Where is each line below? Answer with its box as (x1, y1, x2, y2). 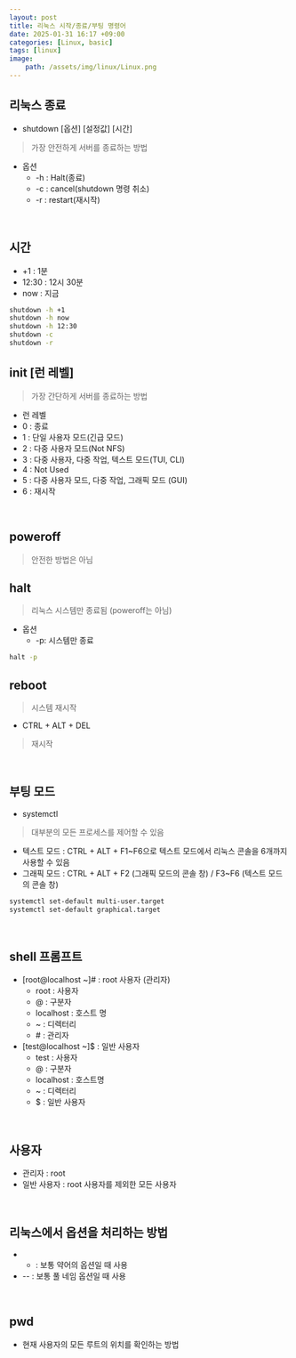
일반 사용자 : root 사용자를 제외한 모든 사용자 (21, 1179, 177, 1190)
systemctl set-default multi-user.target (9, 896, 165, 906)
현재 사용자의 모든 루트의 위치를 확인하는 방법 (21, 1338, 180, 1349)
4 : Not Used (21, 464, 69, 474)
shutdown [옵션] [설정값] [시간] (21, 123, 133, 133)
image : (9, 54, 34, 63)
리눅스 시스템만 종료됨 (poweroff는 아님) (30, 605, 172, 616)
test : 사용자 (35, 1052, 78, 1063)
